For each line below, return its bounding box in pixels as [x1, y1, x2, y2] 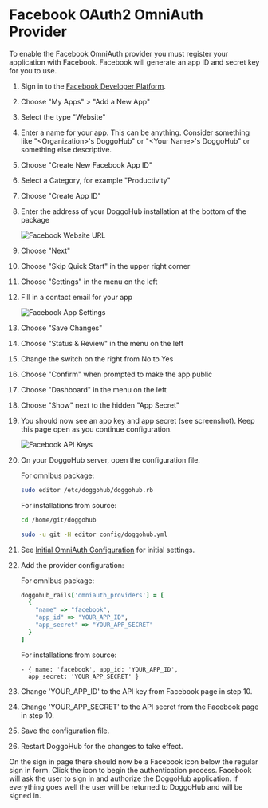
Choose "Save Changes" [20, 323, 103, 333]
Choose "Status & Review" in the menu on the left [20, 338, 184, 348]
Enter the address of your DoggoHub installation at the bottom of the [20, 206, 246, 216]
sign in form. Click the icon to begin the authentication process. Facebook [9, 765, 252, 774]
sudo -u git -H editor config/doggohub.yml [20, 530, 168, 538]
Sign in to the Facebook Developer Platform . [20, 81, 167, 91]
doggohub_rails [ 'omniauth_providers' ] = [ [20, 591, 164, 599]
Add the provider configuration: [20, 560, 124, 570]
